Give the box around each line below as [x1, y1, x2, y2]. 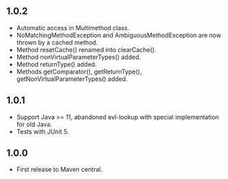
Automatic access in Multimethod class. [16, 23, 130, 32]
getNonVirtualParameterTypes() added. [16, 75, 128, 83]
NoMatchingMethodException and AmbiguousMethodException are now [16, 31, 221, 39]
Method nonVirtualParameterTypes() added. [16, 53, 141, 61]
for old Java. [16, 120, 52, 128]
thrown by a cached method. [16, 38, 98, 47]
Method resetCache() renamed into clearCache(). [16, 45, 157, 53]
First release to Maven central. [16, 165, 103, 174]
